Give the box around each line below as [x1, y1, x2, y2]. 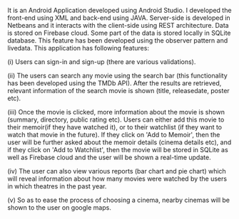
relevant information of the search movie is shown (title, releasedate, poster [7, 87, 230, 95]
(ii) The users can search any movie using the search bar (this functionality [7, 71, 228, 80]
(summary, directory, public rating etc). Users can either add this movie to [7, 115, 225, 124]
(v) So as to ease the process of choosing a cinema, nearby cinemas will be [7, 196, 230, 204]
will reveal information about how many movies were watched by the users [7, 174, 227, 183]
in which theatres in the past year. [7, 182, 107, 191]
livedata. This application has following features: [7, 44, 150, 52]
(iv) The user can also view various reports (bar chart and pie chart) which [7, 167, 226, 175]
